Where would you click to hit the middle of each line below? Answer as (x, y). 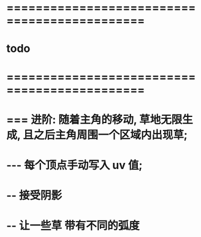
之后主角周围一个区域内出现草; (111, 135)
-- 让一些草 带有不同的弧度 (73, 226)
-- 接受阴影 (34, 196)
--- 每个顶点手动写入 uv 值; (74, 165)
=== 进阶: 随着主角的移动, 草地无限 (94, 119)
